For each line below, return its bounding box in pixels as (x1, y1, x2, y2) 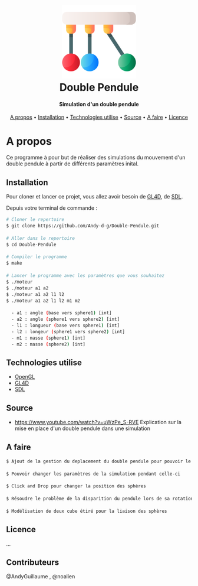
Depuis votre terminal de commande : (6, 204, 98, 211)
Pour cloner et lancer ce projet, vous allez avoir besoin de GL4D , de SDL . (6, 193, 183, 200)
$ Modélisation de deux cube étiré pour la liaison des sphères (6, 508, 167, 514)
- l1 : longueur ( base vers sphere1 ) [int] (11, 323, 120, 328)
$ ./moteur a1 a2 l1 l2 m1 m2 (6, 298, 81, 304)
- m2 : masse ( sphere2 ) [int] (11, 341, 85, 347)
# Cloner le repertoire (6, 217, 65, 223)
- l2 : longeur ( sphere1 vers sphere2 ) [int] (11, 328, 126, 334)
